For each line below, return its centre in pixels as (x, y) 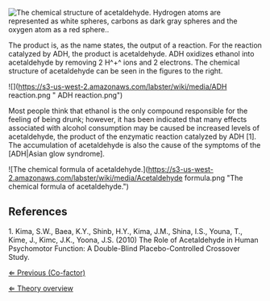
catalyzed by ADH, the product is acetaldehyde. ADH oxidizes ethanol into (131, 54)
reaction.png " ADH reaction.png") (66, 95)
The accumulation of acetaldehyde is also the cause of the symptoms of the (135, 145)
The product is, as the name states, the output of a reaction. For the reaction (135, 45)
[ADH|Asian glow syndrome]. (56, 154)
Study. (19, 257)
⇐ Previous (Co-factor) (47, 272)
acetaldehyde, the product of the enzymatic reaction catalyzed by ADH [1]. (132, 136)
